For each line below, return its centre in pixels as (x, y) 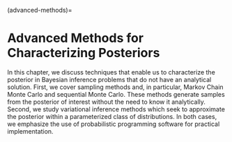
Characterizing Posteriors (84, 53)
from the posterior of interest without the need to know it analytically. (106, 102)
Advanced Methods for (76, 38)
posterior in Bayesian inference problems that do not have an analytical (109, 79)
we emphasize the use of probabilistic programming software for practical (114, 124)
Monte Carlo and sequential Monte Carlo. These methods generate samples (116, 94)
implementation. (30, 131)
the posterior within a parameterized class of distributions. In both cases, (112, 116)
